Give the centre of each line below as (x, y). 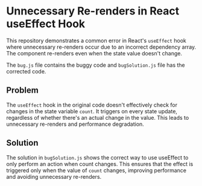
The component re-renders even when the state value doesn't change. (94, 53)
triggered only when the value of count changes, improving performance (96, 170)
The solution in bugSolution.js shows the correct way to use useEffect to (97, 157)
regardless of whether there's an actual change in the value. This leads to (98, 117)
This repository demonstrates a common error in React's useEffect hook (96, 40)
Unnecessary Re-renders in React (93, 11)
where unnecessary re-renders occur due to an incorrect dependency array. (101, 47)
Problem (23, 91)
